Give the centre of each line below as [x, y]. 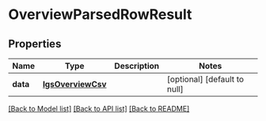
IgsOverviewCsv [74, 84]
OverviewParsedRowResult [100, 15]
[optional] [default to [205, 79]
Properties [35, 44]
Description [137, 66]
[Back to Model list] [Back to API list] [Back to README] [99, 109]
